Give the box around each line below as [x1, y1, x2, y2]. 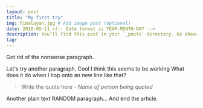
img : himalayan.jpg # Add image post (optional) [6, 20, 131, 26]
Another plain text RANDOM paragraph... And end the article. [6, 95, 158, 102]
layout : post [6, 8, 39, 15]
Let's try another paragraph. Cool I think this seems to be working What [6, 65, 185, 72]
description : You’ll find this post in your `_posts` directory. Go [6, 31, 182, 37]
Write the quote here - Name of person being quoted [21, 83, 153, 91]
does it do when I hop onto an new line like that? [6, 72, 127, 78]
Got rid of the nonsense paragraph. [6, 54, 94, 60]
